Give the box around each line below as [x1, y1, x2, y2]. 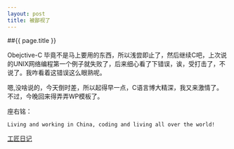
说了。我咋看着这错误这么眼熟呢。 [7, 68, 106, 77]
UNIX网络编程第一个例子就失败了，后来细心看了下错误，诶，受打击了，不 [13, 59, 226, 67]
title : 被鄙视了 [7, 17, 51, 24]
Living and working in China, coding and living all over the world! [7, 121, 216, 128]
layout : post [7, 10, 46, 18]
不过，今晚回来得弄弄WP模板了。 [7, 92, 104, 101]
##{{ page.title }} [7, 36, 56, 44]
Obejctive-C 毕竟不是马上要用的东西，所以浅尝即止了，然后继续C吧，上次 [7, 51, 221, 59]
